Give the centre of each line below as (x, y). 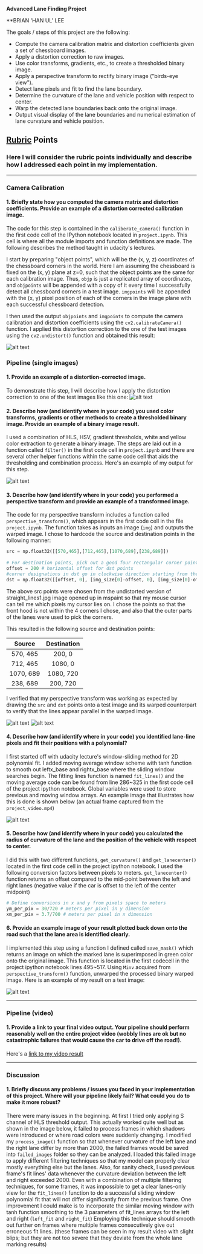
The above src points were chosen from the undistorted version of (89, 591)
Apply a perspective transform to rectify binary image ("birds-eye (96, 76)
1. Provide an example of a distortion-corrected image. (76, 377)
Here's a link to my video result (45, 1053)
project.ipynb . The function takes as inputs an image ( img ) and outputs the (100, 527)
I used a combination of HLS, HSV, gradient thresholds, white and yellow (96, 437)
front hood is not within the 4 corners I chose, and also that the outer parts (99, 610)
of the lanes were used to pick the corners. (60, 617)
